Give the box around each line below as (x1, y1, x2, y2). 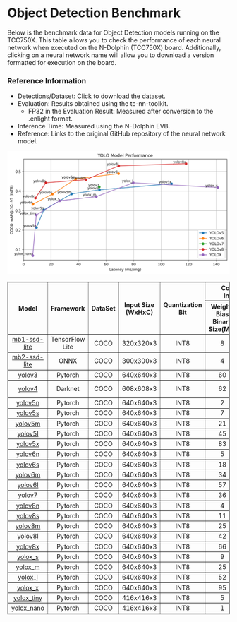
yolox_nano (11, 604, 44, 612)
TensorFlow (50, 335, 85, 344)
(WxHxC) (126, 308, 154, 316)
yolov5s (16, 409, 40, 417)
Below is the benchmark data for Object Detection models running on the (7, 28, 220, 37)
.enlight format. (28, 114, 73, 123)
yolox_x (16, 583, 39, 592)
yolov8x (16, 542, 40, 551)
